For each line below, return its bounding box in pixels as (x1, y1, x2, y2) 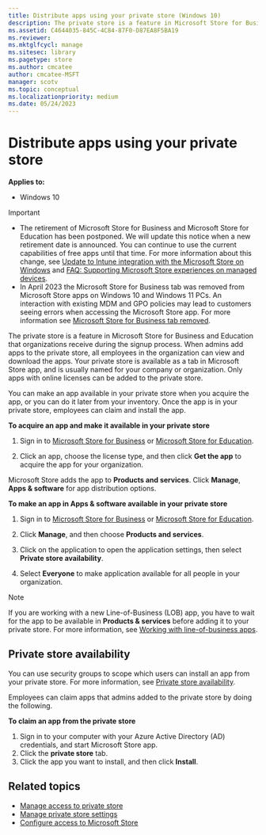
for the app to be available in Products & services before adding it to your (8, 616, 249, 626)
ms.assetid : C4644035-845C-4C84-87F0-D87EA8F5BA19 (8, 26, 179, 34)
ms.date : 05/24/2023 (8, 100, 77, 108)
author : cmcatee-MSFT (8, 71, 80, 78)
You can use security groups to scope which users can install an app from (8, 669, 250, 678)
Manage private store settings (19, 809, 118, 818)
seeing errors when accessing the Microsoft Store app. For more (19, 307, 231, 317)
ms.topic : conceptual (8, 85, 80, 93)
